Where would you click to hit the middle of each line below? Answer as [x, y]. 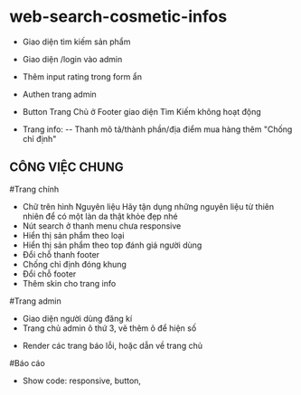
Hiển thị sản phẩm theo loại [73, 235]
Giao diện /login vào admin [72, 59]
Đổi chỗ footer [49, 274]
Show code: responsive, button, [82, 381]
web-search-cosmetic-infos [118, 17]
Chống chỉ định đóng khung [74, 264]
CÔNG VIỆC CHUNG [66, 168]
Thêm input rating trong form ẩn [82, 76]
